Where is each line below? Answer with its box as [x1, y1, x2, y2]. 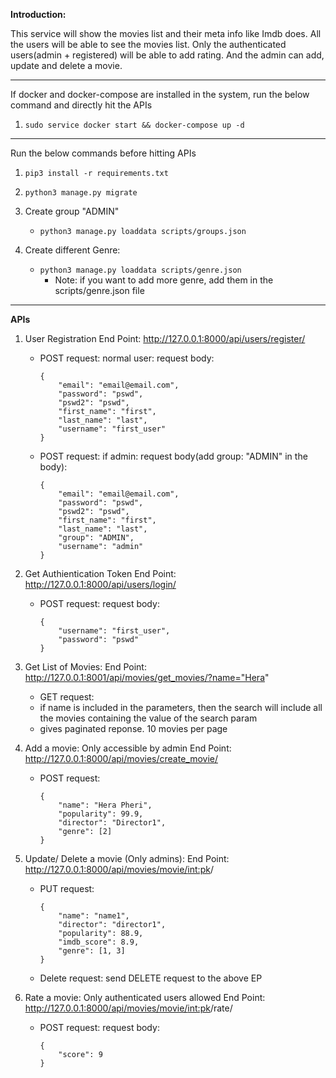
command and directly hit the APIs [10, 99, 153, 111]
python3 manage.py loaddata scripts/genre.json [39, 265, 242, 275]
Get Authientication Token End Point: [24, 568, 177, 579]
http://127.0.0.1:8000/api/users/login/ [24, 579, 177, 590]
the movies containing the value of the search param [39, 712, 258, 724]
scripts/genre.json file [54, 285, 145, 296]
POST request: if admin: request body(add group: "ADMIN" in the [39, 450, 308, 462]
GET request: [39, 691, 95, 703]
